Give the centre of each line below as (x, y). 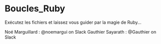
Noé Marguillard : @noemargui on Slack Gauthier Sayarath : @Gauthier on (80, 32)
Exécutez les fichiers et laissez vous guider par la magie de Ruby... (73, 22)
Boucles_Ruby (35, 9)
